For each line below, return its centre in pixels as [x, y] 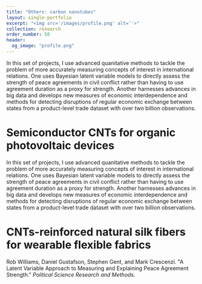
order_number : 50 [28, 35]
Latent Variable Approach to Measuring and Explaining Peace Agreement [98, 268]
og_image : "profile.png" [43, 46]
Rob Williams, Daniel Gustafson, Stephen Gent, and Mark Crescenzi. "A [95, 262]
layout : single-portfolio [39, 18]
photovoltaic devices [60, 146]
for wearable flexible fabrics [79, 245]
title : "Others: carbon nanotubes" [51, 12]
